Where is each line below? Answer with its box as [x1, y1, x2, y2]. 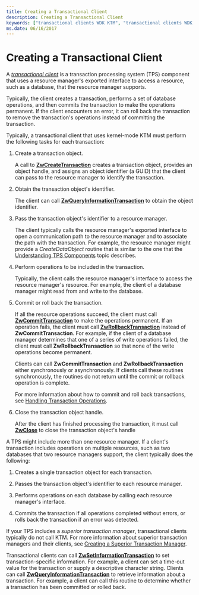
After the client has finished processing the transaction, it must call [14, 420, 179, 427]
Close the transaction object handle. [14, 409, 104, 416]
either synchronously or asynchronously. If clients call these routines [14, 367, 184, 374]
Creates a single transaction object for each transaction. [14, 469, 153, 476]
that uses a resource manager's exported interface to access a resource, [6, 77, 185, 84]
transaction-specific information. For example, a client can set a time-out [6, 558, 185, 565]
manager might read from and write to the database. [14, 287, 143, 295]
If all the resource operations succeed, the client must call [14, 311, 157, 318]
